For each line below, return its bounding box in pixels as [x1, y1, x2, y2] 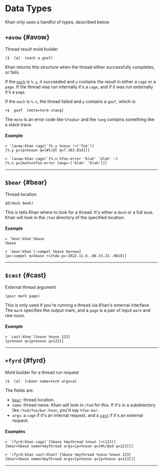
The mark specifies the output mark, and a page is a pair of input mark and [5, 307, 150, 313]
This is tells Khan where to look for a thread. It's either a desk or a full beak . [5, 209, 154, 215]
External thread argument [5, 284, 56, 290]
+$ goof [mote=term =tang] [5, 108, 64, 113]
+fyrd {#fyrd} [5, 357, 46, 365]
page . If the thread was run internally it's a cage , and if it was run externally [5, 84, 154, 90]
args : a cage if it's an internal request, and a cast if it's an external [12, 412, 143, 418]
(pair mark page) [5, 293, 40, 299]
